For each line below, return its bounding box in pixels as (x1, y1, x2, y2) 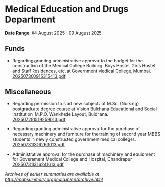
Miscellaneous (5, 88, 51, 96)
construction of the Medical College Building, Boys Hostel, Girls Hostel (12, 62, 156, 68)
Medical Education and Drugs (5, 3, 129, 15)
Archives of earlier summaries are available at (5, 171, 99, 177)
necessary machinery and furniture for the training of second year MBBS (12, 131, 161, 137)
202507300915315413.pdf (12, 73, 66, 79)
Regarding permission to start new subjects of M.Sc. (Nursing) (12, 100, 139, 106)
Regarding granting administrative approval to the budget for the (12, 58, 143, 63)
